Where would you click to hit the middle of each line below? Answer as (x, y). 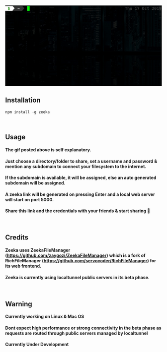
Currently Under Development (37, 345)
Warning (19, 304)
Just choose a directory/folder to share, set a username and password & (81, 161)
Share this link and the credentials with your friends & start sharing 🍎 (78, 211)
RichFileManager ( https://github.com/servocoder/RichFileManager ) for (81, 260)
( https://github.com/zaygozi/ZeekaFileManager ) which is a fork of (75, 255)
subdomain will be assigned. (35, 183)
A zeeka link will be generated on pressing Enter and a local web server (80, 194)
